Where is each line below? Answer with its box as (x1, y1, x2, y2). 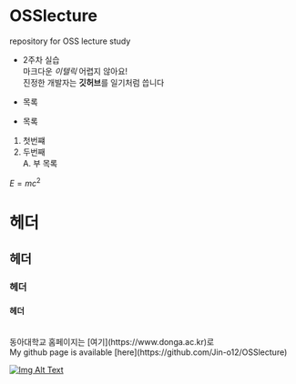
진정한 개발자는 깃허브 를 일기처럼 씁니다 (22, 76, 165, 87)
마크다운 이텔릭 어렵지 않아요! (22, 66, 128, 76)
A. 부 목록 (22, 157, 58, 168)
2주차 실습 (22, 54, 60, 65)
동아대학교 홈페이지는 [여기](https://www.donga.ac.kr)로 (9, 337, 215, 348)
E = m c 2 (9, 176, 41, 188)
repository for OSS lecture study (9, 35, 131, 46)
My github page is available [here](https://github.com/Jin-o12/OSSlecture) (9, 347, 288, 358)
